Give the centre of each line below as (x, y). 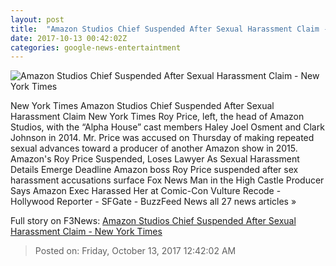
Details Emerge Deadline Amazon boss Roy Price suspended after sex (154, 170)
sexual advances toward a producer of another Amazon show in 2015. (154, 148)
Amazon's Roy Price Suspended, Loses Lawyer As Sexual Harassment (155, 159)
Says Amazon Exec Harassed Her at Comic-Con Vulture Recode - (146, 191)
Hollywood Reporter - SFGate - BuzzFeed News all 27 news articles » (153, 202)
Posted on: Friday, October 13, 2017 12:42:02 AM (135, 251)
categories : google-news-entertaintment (96, 47)
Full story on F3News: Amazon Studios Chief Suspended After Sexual (153, 221)
